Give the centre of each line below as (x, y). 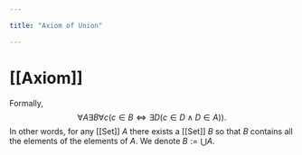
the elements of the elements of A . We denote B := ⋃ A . (112, 141)
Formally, (26, 103)
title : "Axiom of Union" (56, 25)
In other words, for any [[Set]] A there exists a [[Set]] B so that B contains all (151, 131)
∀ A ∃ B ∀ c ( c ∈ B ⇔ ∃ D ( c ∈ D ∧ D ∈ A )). (152, 117)
